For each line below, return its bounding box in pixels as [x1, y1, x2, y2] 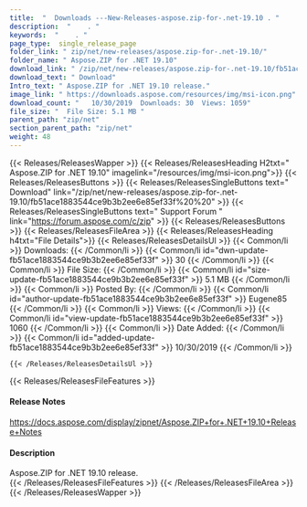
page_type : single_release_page [9, 38, 137, 48]
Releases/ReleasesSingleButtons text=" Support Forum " [9, 206, 223, 217]
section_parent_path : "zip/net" [9, 124, 132, 133]
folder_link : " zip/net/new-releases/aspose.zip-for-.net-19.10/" [9, 48, 268, 57]
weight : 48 [9, 132, 51, 142]
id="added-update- [80, 332, 155, 343]
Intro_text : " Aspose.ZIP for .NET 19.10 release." [9, 81, 210, 90]
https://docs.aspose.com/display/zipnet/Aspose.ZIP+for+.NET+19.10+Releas [9, 417, 297, 428]
